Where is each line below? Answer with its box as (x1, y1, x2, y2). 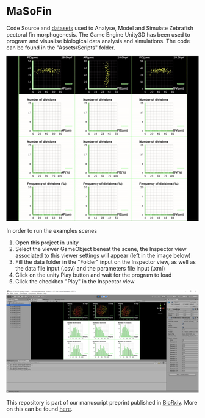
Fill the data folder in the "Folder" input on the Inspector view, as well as (15, 258, 196, 266)
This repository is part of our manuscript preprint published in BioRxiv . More (6, 399, 198, 406)
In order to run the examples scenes (6, 227, 98, 234)
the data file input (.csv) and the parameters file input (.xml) (15, 264, 165, 272)
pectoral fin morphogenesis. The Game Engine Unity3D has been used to (6, 30, 190, 38)
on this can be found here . (6, 405, 73, 413)
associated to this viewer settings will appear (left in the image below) (15, 252, 191, 259)
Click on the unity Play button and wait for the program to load (15, 271, 172, 278)
